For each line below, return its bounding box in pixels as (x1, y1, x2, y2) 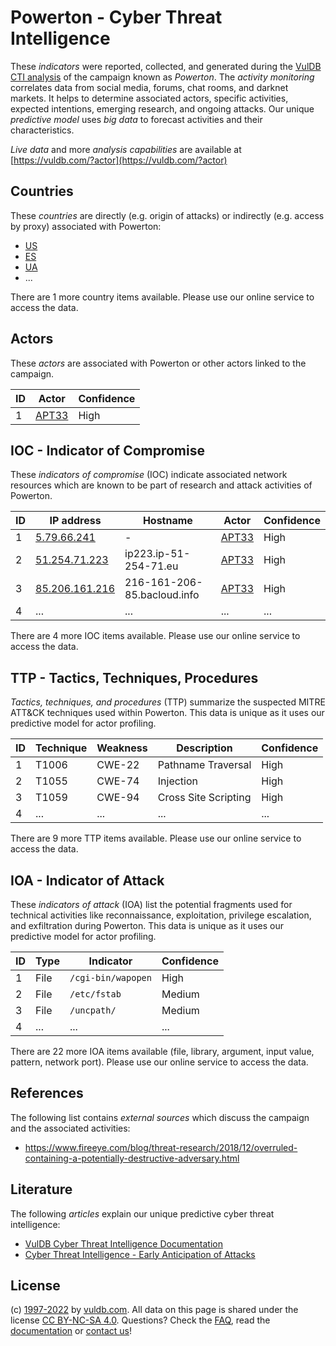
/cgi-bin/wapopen (69, 972, 152, 983)
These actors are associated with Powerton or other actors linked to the (10, 357, 307, 369)
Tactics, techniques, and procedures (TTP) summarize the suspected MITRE (10, 696, 326, 708)
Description (176, 741, 233, 755)
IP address (49, 514, 102, 528)
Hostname (142, 514, 193, 528)
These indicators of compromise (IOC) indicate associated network (10, 469, 288, 481)
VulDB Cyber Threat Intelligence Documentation (24, 1237, 224, 1250)
